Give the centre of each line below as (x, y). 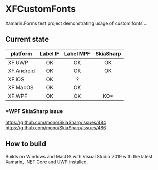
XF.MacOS (21, 87)
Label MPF (77, 53)
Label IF (50, 53)
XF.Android (21, 71)
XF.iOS (16, 79)
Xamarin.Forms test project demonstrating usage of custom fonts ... (76, 23)
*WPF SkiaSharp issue (34, 111)
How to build (26, 144)
